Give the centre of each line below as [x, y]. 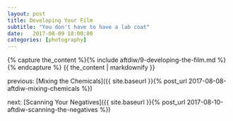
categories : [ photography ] [47, 40]
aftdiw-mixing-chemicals [43, 89]
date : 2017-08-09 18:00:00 [50, 33]
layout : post [26, 14]
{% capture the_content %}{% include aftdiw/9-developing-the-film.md [112, 60]
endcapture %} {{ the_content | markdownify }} [86, 68]
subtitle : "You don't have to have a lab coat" [79, 27]
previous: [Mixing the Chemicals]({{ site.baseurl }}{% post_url [97, 81]
